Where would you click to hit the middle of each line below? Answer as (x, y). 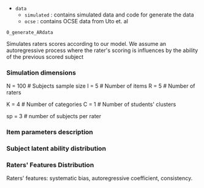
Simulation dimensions (41, 72)
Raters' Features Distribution (50, 165)
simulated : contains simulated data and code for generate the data (109, 15)
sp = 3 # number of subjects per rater (54, 116)
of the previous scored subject (45, 57)
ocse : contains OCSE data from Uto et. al (76, 21)
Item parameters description (50, 132)
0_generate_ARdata (30, 32)
